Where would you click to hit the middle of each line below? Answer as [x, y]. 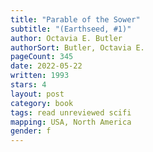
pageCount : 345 [42, 57]
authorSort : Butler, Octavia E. [77, 47]
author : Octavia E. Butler [66, 38]
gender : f [31, 131]
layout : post [37, 94]
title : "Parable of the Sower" [75, 19]
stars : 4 [28, 85]
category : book [42, 103]
